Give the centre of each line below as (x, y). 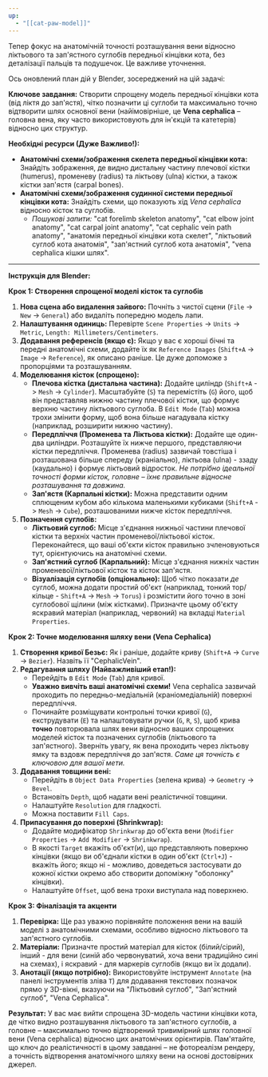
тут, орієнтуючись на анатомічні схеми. (99, 553)
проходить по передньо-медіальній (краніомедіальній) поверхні (142, 695)
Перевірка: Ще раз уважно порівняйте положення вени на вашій (131, 921)
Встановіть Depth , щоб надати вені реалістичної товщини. (130, 796)
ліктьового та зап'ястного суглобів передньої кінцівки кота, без (117, 54)
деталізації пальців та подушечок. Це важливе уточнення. (107, 63)
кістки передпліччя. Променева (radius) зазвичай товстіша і (134, 451)
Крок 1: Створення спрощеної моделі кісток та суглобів (106, 291)
